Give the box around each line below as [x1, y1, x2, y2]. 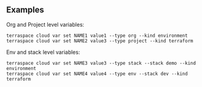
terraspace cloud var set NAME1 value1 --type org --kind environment [6, 33, 188, 39]
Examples [6, 5, 44, 15]
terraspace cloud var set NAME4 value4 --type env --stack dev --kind [6, 71, 188, 77]
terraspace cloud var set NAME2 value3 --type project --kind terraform [6, 37, 194, 44]
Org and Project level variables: [6, 21, 85, 28]
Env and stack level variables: [6, 48, 80, 56]
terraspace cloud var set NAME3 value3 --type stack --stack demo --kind [6, 60, 197, 66]
